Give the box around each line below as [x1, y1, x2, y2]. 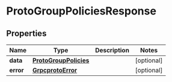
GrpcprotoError [32, 66, 78, 74]
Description [95, 46, 129, 54]
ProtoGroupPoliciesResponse [6, 4, 156, 18]
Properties [6, 28, 47, 39]
